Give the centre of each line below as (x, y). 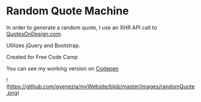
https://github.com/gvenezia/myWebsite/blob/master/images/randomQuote (101, 86)
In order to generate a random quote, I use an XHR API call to (82, 27)
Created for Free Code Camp (42, 57)
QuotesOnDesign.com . (34, 33)
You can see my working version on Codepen (62, 68)
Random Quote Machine (67, 11)
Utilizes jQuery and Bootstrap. (43, 45)
